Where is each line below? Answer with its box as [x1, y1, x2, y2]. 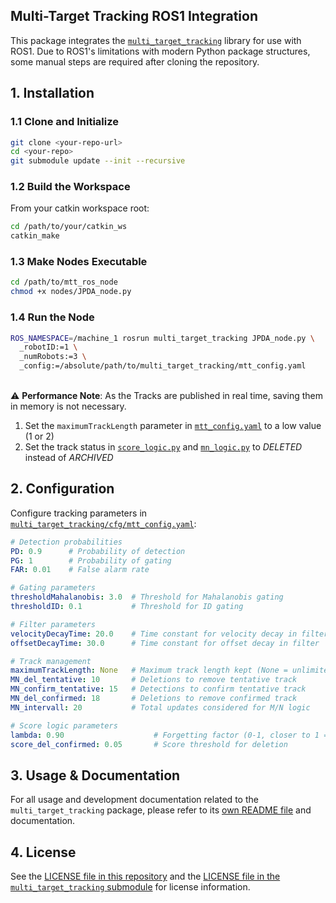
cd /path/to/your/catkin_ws [10, 222, 128, 232]
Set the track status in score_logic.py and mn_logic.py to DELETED [24, 441, 303, 453]
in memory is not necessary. [10, 400, 127, 413]
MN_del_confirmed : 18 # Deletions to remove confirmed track [10, 694, 298, 704]
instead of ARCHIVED [24, 452, 114, 464]
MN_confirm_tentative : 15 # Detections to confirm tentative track [10, 684, 307, 694]
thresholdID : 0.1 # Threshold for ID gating [10, 602, 244, 612]
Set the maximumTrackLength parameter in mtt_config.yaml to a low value [24, 420, 322, 432]
